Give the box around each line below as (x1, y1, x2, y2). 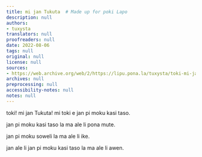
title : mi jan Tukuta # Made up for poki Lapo (6, 8, 128, 15)
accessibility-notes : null (6, 87, 74, 93)
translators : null (6, 31, 52, 37)
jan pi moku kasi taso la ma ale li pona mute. (6, 121, 115, 128)
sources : (6, 64, 28, 71)
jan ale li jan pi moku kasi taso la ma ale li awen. (6, 144, 124, 151)
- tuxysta (6, 25, 31, 32)
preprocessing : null (6, 82, 58, 88)
